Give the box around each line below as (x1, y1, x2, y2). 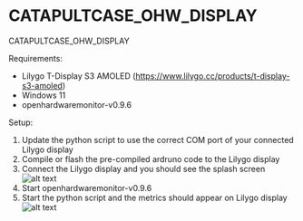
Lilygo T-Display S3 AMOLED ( (21, 70, 136, 82)
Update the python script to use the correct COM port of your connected (21, 134, 294, 145)
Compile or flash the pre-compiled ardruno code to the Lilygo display (21, 153, 280, 164)
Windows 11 (21, 90, 66, 101)
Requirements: (8, 53, 63, 63)
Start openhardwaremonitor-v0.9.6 (21, 182, 152, 193)
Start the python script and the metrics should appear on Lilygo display (21, 192, 288, 203)
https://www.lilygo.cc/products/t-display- (134, 70, 290, 82)
